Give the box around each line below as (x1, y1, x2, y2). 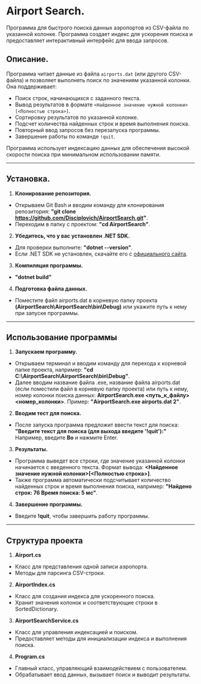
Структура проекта (6, 535, 83, 545)
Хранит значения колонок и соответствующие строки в (14, 599, 158, 607)
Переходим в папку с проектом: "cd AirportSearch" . (14, 220, 151, 227)
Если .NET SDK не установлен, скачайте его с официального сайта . (14, 250, 188, 257)
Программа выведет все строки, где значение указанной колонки (14, 457, 185, 464)
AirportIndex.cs (14, 581, 56, 589)
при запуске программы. (14, 309, 80, 316)
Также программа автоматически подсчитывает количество (14, 476, 171, 484)
